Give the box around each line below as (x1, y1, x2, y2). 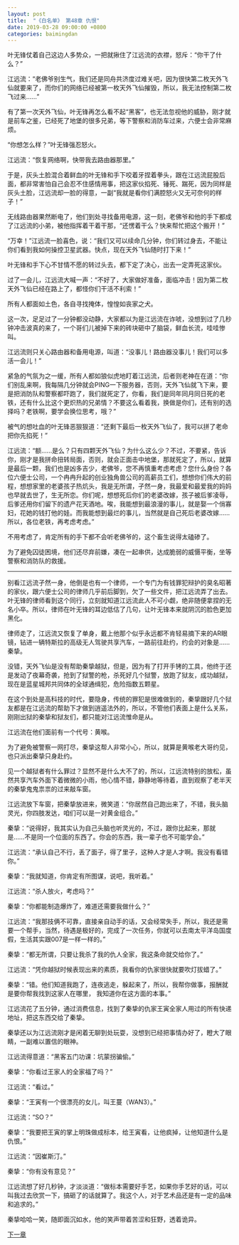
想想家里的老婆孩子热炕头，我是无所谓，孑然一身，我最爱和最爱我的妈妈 (19, 482, 232, 491)
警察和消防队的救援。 (7, 556, 70, 566)
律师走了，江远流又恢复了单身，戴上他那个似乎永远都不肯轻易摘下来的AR (7, 629, 222, 637)
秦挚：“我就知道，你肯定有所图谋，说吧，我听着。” (7, 872, 154, 881)
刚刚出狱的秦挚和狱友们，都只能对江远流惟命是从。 (7, 713, 157, 721)
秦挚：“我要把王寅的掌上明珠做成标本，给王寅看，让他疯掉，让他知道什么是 (7, 1128, 229, 1137)
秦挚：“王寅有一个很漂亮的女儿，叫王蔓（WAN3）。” (7, 1098, 156, 1106)
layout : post (7, 10, 46, 18)
